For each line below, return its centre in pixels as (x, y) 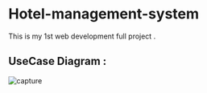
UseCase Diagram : (58, 61)
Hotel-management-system (104, 14)
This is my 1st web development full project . (82, 36)
